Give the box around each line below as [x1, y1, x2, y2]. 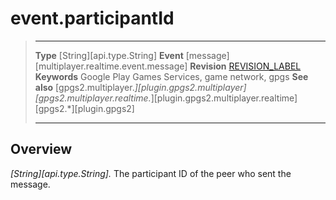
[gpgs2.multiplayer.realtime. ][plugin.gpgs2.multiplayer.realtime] [34, 92, 298, 104]
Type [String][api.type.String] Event [34, 49, 184, 61]
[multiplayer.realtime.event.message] [34, 60, 188, 72]
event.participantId [10, 7, 175, 30]
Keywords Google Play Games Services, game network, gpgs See [34, 70, 309, 82]
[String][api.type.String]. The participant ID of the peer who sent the [10, 167, 292, 179]
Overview [10, 141, 73, 158]
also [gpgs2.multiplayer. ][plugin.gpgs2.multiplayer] [34, 81, 247, 93]
